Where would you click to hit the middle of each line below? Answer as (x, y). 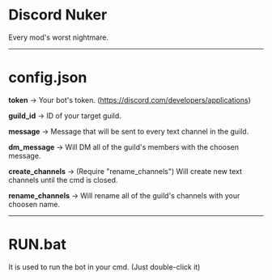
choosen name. (34, 204)
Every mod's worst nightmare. (59, 37)
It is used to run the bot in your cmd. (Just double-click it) (104, 267)
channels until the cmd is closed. (63, 180)
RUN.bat (38, 245)
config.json (48, 78)
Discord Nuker (58, 15)
